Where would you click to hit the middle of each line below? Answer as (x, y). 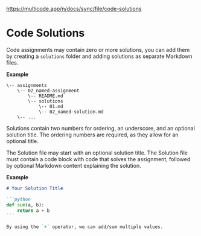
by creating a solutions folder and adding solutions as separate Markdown (99, 56)
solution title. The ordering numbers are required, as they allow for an (93, 135)
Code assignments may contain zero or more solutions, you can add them (98, 49)
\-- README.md (46, 96)
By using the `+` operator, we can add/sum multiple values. (85, 227)
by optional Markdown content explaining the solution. (74, 165)
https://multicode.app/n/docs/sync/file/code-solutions (74, 9)
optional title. (22, 141)
